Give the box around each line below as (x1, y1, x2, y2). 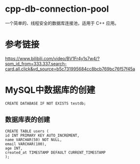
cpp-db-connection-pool (5, 3, 109, 15)
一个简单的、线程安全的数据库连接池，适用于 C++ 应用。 (5, 20, 119, 26)
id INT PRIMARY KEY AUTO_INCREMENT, (5, 133, 80, 138)
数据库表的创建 (5, 116, 50, 124)
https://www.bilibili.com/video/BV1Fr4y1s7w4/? (5, 55, 100, 61)
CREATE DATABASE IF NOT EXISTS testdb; (5, 101, 86, 106)
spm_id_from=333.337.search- (5, 61, 67, 66)
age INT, (5, 145, 23, 151)
